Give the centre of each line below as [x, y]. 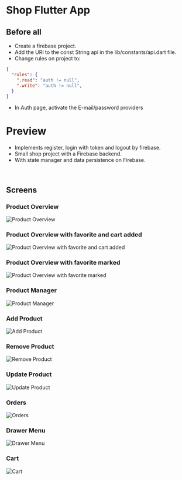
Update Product [29, 374]
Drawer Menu [26, 430]
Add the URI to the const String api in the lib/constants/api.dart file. [95, 52]
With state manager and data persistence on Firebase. [80, 160]
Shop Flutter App [48, 10]
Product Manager [32, 290]
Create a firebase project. [45, 46]
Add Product [24, 319]
